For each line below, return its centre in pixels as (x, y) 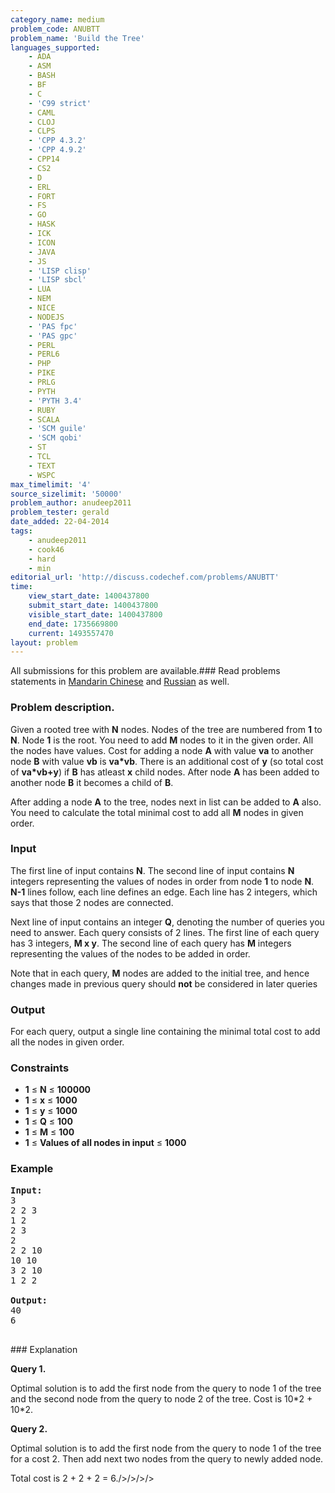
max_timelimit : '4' (51, 484)
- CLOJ (42, 122)
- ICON (42, 242)
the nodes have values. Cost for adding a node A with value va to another (162, 750)
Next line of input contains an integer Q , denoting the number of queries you (167, 922)
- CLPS (42, 131)
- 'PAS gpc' (53, 336)
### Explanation (44, 1349)
